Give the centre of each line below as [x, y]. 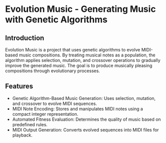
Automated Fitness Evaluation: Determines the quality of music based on [86, 119]
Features [19, 86]
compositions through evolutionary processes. [53, 71]
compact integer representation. [45, 114]
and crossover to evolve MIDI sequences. [55, 103]
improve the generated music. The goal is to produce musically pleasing [79, 66]
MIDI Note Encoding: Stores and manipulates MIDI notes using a [78, 109]
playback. [22, 135]
